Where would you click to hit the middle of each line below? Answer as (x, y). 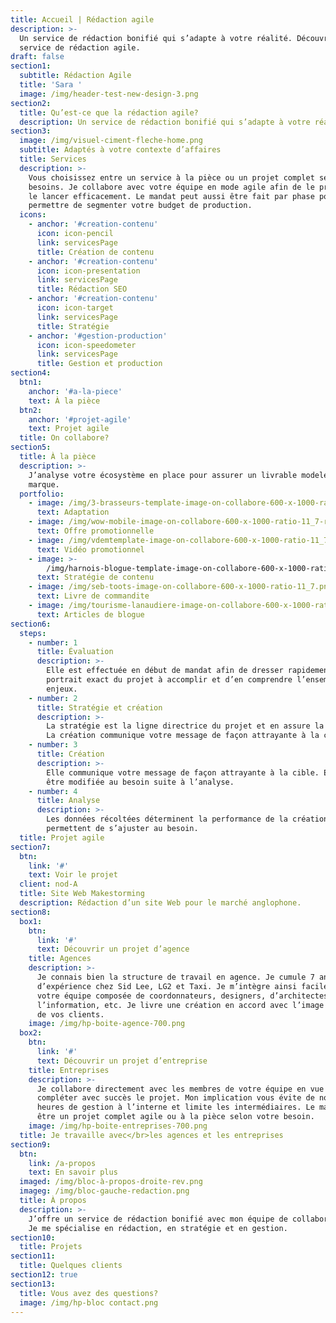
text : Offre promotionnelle (95, 531)
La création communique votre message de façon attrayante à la (183, 736)
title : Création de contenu (95, 252)
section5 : (31, 447)
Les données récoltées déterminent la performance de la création (187, 819)
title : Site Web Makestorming (82, 894)
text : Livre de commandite (93, 596)
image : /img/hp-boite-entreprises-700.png (118, 1126)
